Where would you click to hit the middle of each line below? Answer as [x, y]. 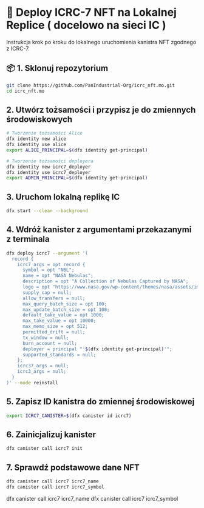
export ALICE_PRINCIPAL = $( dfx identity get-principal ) [77, 150]
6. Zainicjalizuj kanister [51, 434]
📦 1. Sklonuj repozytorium [57, 68]
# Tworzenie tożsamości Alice [45, 133]
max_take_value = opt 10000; [59, 321]
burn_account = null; [50, 343]
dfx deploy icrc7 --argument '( [47, 253]
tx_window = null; [46, 338]
